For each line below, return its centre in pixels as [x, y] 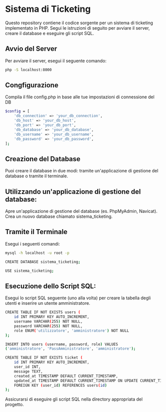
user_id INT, [27, 367]
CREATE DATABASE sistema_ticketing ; [43, 262]
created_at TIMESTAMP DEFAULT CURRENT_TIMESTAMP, [66, 376]
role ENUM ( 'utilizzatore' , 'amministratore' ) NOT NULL [72, 330]
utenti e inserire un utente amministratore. [48, 303]
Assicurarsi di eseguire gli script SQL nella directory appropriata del [74, 399]
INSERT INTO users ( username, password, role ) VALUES [62, 344]
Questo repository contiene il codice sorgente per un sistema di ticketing [79, 23]
